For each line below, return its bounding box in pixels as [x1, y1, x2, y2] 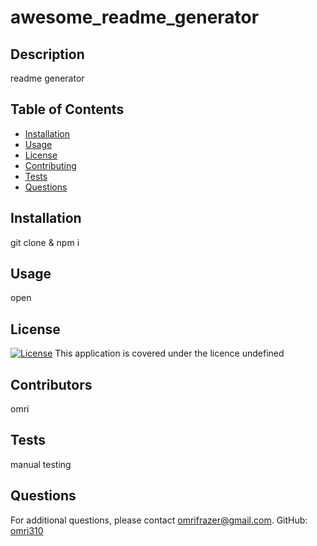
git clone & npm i [10, 236, 80, 248]
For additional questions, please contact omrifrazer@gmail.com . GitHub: [10, 514, 308, 526]
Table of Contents [10, 101, 125, 118]
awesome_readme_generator [10, 6, 260, 29]
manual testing [10, 458, 72, 470]
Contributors [10, 376, 93, 393]
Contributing [24, 159, 77, 171]
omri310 [10, 524, 44, 536]
